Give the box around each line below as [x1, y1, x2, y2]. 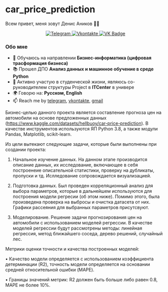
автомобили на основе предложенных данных [5, 115, 107, 121]
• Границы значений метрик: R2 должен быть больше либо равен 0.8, [5, 277, 158, 283]
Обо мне [5, 43, 28, 50]
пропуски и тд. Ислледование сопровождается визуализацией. [12, 173, 151, 179]
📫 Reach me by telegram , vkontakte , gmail [12, 98, 103, 104]
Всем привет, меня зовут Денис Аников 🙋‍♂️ [5, 20, 100, 27]
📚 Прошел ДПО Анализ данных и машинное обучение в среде [12, 66, 154, 72]
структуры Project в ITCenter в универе [48, 84, 134, 91]
